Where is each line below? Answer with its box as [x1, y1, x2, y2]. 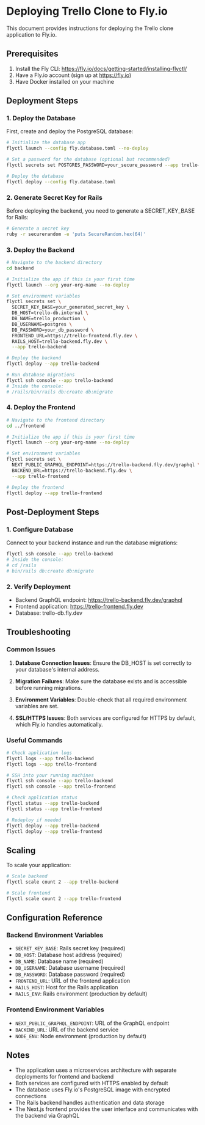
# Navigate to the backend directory [6, 260, 103, 266]
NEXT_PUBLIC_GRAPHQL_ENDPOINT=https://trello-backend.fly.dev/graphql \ [12, 462, 201, 468]
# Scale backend [6, 873, 48, 879]
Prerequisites [6, 49, 59, 59]
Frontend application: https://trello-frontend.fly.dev [15, 603, 143, 610]
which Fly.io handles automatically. [15, 720, 103, 728]
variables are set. [15, 702, 59, 709]
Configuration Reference [6, 912, 103, 923]
